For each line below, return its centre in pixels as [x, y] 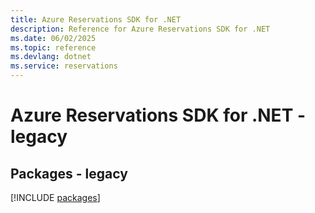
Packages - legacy [69, 173]
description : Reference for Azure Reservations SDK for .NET [140, 29]
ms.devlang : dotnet [51, 57]
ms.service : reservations [64, 66]
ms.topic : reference [53, 47]
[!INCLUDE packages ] [55, 197]
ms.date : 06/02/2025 [53, 38]
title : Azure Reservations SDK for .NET [96, 19]
